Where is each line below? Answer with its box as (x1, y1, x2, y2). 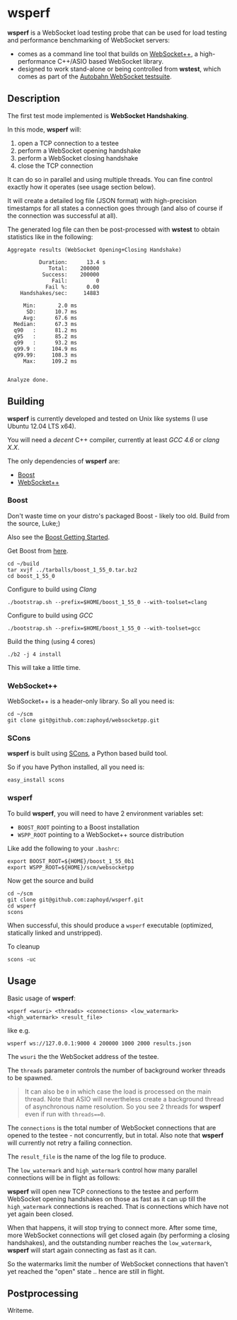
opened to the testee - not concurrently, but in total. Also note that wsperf (7, 1130, 224, 1140)
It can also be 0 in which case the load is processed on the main (24, 1087, 212, 1096)
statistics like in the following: (7, 232, 93, 241)
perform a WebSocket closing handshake (17, 154, 139, 162)
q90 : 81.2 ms (13, 327, 78, 334)
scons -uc (7, 956, 37, 963)
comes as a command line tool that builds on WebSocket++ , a (17, 50, 198, 58)
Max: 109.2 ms (23, 357, 78, 365)
